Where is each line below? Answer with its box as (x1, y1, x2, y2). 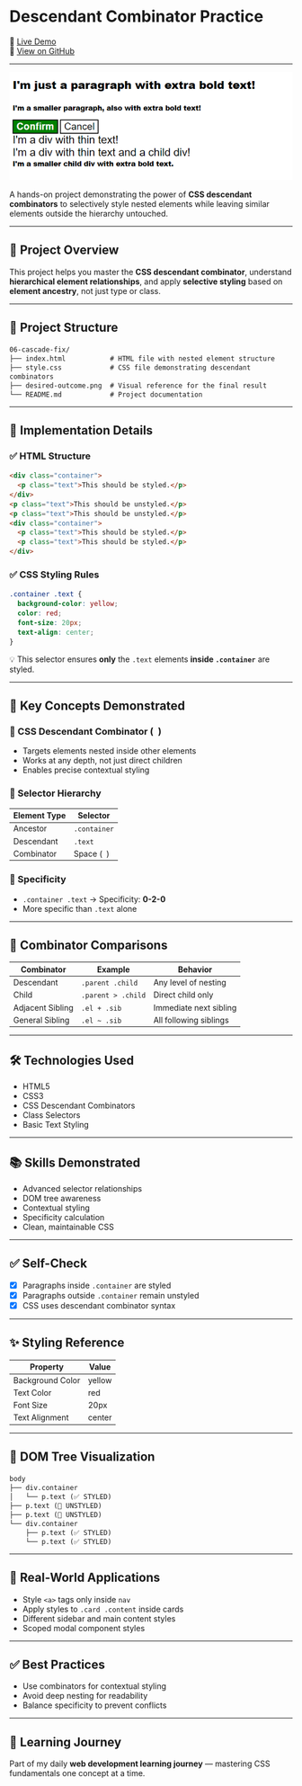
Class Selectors (22, 1110, 81, 1121)
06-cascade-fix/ (9, 344, 70, 354)
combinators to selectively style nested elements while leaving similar (9, 198, 270, 209)
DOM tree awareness (22, 1193, 102, 1204)
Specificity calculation (22, 1212, 105, 1223)
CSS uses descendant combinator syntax (22, 1300, 176, 1311)
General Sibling (13, 1014, 70, 1025)
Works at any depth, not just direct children (22, 755, 182, 766)
